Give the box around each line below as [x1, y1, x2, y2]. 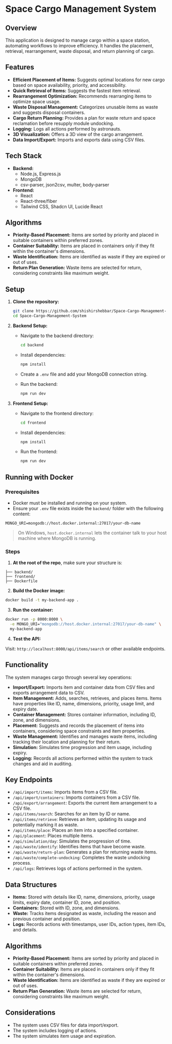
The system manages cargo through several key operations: [5, 674, 132, 680]
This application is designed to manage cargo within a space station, [5, 37, 150, 43]
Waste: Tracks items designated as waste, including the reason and [12, 910, 156, 917]
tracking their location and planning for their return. [12, 738, 121, 745]
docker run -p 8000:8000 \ [5, 617, 63, 622]
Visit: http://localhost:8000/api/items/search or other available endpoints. [5, 645, 166, 651]
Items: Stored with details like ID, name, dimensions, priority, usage [12, 894, 155, 900]
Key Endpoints [5, 775, 53, 784]
